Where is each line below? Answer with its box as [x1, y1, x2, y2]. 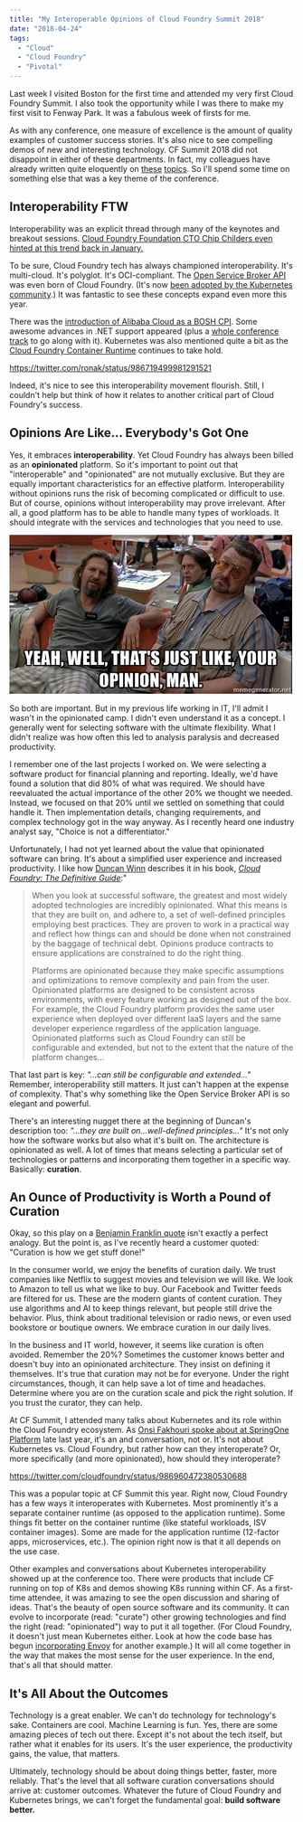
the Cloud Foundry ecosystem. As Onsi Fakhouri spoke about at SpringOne [9, 1425, 289, 1436]
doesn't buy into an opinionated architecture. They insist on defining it [9, 1359, 271, 1370]
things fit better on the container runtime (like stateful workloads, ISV [9, 1517, 267, 1528]
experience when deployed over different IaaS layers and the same [31, 1013, 282, 1024]
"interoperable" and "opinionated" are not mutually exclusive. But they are [9, 469, 285, 479]
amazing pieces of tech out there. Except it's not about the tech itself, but [9, 1729, 283, 1741]
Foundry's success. [9, 399, 83, 410]
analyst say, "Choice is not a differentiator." [9, 826, 170, 837]
